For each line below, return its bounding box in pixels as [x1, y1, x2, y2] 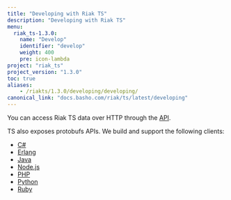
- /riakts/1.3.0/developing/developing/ [19, 88, 138, 95]
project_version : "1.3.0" [7, 68, 82, 75]
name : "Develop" [19, 36, 67, 43]
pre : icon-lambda [19, 56, 70, 63]
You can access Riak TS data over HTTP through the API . [7, 114, 171, 122]
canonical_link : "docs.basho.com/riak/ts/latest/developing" [7, 95, 189, 102]
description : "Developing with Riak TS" [7, 17, 127, 24]
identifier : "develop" [19, 43, 86, 49]
